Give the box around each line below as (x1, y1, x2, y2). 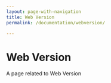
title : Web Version (6, 14, 55, 20)
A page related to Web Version (6, 70, 82, 77)
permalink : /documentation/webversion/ (6, 20, 106, 25)
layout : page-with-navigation (6, 8, 82, 15)
